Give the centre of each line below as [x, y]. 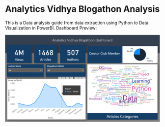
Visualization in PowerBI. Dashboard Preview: [51, 28]
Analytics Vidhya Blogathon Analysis [82, 9]
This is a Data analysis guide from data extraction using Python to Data [77, 23]
